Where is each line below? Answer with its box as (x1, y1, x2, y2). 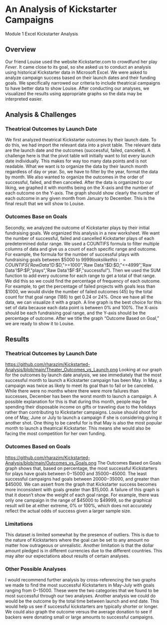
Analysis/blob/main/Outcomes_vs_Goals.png (5, 460, 97, 466)
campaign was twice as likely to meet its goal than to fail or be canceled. (5, 382, 155, 389)
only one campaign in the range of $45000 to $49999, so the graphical (5, 497, 152, 503)
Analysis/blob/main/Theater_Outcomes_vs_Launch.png (5, 367, 118, 373)
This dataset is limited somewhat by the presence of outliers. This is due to (5, 532, 160, 538)
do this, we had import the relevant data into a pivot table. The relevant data (5, 142, 161, 148)
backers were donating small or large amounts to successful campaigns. (5, 614, 155, 620)
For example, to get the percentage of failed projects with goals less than (5, 283, 156, 289)
